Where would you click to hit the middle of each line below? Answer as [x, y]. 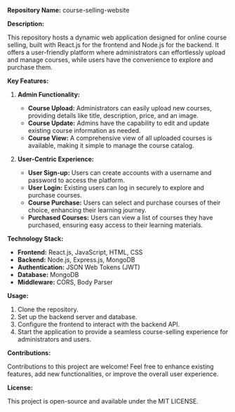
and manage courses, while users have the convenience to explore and [110, 60]
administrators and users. [54, 339]
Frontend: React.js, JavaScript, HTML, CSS [80, 252]
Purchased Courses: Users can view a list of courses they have [120, 218]
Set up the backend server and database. [77, 317]
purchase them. [30, 67]
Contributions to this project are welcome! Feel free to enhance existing [110, 366]
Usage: [18, 296]
